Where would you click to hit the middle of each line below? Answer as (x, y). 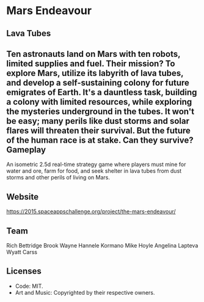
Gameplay (26, 150)
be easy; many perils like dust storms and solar (98, 121)
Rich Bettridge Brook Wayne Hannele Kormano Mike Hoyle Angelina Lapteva (102, 246)
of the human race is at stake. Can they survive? (100, 140)
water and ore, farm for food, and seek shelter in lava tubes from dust (94, 171)
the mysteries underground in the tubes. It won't (100, 111)
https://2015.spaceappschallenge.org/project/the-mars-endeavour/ (91, 211)
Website (22, 197)
